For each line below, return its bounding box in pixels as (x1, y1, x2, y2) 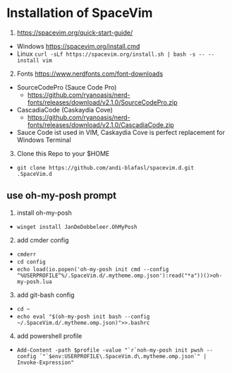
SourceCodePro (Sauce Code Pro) (16, 83, 117, 91)
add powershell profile (16, 331, 83, 340)
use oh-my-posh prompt (6, 189, 117, 202)
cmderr (16, 251, 37, 258)
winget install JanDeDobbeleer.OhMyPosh (16, 223, 138, 230)
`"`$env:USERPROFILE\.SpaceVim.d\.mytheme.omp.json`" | (39, 353, 207, 360)
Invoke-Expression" (16, 359, 75, 366)
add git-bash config (16, 290, 75, 299)
